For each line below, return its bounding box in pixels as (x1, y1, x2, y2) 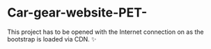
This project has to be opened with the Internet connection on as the (7, 28, 204, 36)
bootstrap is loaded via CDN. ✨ (7, 35, 97, 43)
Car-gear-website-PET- (7, 5, 148, 21)
